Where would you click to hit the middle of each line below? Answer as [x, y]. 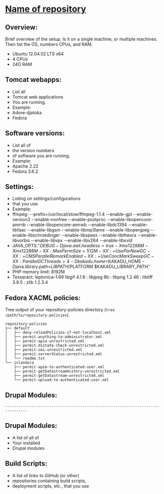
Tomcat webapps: [33, 80]
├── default [17, 329]
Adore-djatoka [27, 112]
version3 [21, 220]
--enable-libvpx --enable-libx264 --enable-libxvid [82, 240]
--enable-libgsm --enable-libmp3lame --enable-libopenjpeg [88, 230]
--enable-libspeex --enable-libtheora [98, 235]
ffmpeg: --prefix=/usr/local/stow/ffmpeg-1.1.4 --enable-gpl [72, 214]
